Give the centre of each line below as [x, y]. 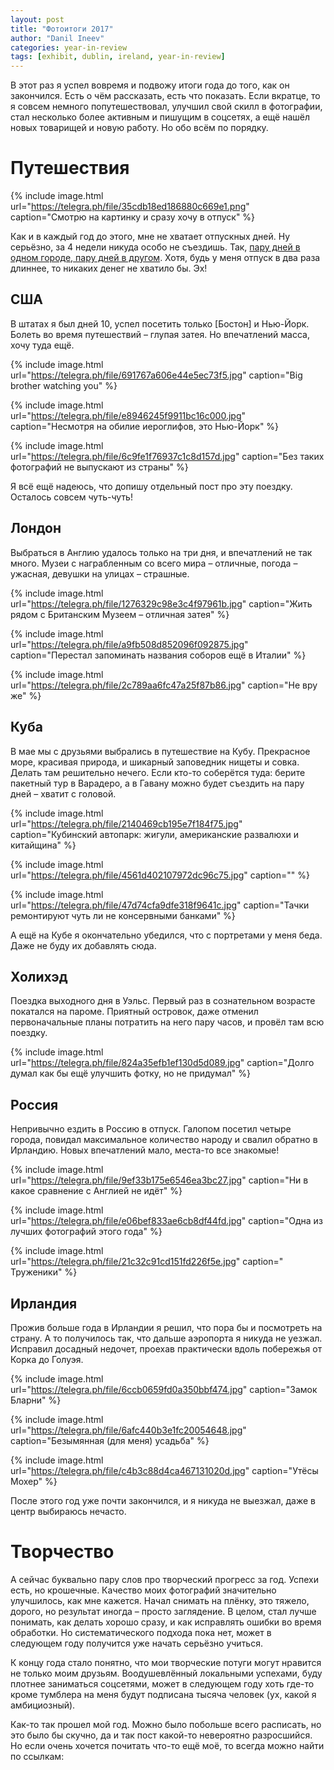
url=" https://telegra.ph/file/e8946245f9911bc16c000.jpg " [128, 415]
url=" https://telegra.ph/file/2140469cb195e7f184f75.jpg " [126, 823]
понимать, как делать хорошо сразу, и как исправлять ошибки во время [166, 1622]
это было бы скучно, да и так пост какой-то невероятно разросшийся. [161, 1735]
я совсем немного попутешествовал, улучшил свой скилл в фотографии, [166, 107]
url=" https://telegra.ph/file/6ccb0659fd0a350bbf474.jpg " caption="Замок [164, 1389]
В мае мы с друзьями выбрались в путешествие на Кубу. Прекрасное [160, 751]
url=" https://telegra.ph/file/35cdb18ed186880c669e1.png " [130, 207]
